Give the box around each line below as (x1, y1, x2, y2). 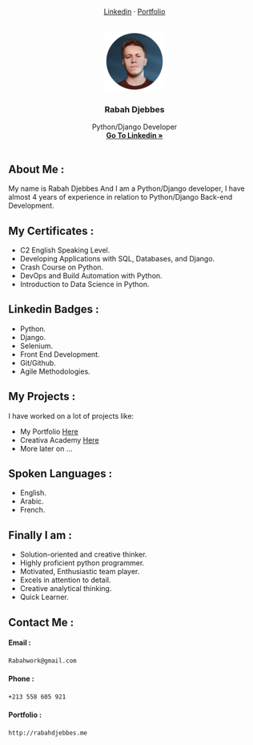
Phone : (8, 674, 34, 684)
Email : (8, 638, 31, 648)
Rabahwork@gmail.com (8, 657, 78, 665)
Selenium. (19, 341, 54, 350)
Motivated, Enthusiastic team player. (19, 567, 140, 577)
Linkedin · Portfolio (103, 7, 166, 16)
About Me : (8, 162, 65, 176)
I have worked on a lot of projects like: (8, 411, 135, 420)
